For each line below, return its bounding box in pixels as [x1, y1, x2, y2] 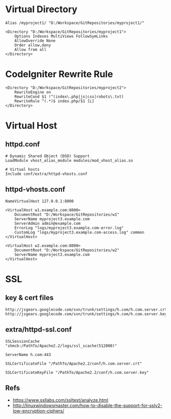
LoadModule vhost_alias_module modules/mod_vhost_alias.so [5, 158, 133, 163]
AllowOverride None [14, 38, 56, 43]
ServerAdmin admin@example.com [14, 221, 81, 226]
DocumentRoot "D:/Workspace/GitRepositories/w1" [14, 212, 120, 217]
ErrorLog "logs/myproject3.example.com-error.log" [14, 225, 124, 230]
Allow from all [14, 47, 47, 52]
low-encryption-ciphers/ [12, 408, 65, 414]
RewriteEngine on [14, 89, 51, 95]
